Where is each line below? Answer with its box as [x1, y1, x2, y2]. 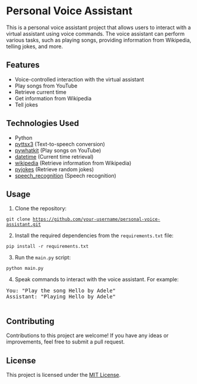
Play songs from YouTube [14, 82, 78, 89]
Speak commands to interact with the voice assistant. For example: [14, 276, 179, 283]
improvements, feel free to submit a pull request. [6, 338, 125, 345]
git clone [6, 216, 31, 222]
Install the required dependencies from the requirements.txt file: [14, 232, 174, 239]
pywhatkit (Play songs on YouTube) [14, 147, 101, 154]
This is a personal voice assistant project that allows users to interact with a [6, 24, 191, 31]
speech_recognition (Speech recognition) [14, 172, 117, 179]
